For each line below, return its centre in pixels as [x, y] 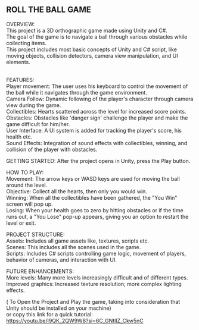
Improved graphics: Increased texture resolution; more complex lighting [94, 284]
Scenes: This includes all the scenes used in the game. [74, 247]
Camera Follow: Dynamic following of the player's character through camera [100, 99]
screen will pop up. [29, 204]
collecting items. [26, 43]
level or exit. [21, 223]
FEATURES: [20, 80]
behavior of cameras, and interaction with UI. [62, 260]
